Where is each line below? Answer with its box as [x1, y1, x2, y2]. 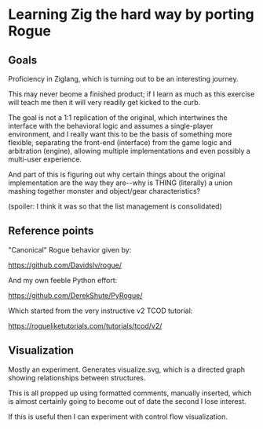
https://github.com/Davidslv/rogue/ [8, 260, 122, 270]
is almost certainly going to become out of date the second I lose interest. [8, 396, 247, 405]
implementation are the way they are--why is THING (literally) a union [8, 178, 233, 187]
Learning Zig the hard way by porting [8, 5, 255, 24]
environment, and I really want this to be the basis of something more [8, 129, 233, 139]
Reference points [8, 224, 94, 238]
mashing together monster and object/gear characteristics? [8, 187, 201, 195]
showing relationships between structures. [8, 373, 146, 382]
